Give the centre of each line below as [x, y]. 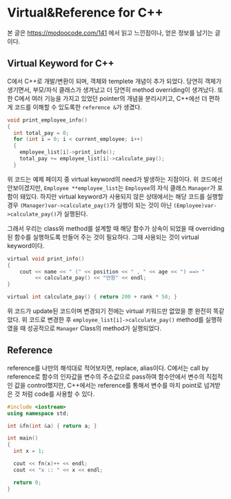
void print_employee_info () [48, 120]
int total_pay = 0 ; [41, 133]
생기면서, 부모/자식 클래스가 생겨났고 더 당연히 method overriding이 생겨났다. [111, 90]
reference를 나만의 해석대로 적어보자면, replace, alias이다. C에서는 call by [108, 368]
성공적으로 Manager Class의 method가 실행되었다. [94, 328]
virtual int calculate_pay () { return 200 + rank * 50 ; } [92, 297]
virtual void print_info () [46, 258]
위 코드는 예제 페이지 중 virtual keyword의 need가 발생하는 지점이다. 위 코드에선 [115, 179]
